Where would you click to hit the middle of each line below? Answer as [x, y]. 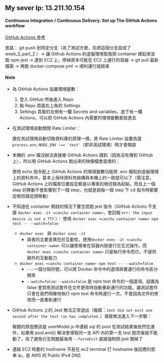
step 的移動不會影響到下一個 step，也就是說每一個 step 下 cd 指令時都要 [85, 190]
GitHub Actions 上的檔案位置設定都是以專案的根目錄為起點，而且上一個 [84, 183]
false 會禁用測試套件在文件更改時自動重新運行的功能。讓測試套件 [92, 287]
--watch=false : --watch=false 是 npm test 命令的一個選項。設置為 [93, 281]
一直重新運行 [48, 299]
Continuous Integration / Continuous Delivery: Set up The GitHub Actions [81, 20]
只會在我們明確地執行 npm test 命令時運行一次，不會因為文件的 [90, 294]
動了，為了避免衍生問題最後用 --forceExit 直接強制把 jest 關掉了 [77, 339]
